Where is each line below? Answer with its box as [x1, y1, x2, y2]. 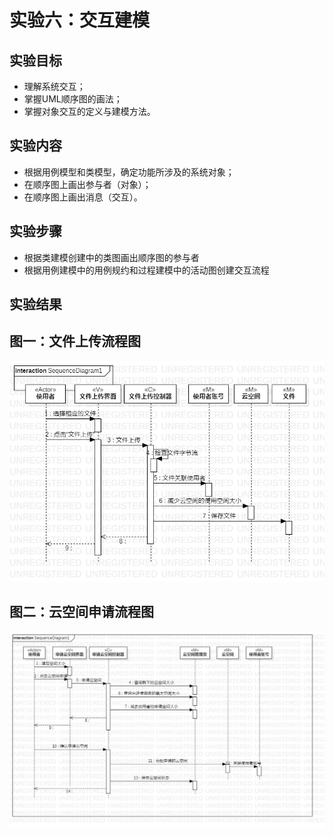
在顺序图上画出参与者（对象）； [23, 178, 152, 190]
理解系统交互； [23, 81, 86, 92]
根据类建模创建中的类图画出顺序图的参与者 [23, 251, 200, 263]
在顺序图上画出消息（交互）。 [23, 191, 143, 203]
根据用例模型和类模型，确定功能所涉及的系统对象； [23, 166, 235, 178]
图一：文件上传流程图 [9, 333, 141, 350]
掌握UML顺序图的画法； [23, 93, 123, 105]
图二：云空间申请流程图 [9, 604, 154, 621]
